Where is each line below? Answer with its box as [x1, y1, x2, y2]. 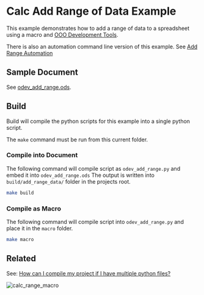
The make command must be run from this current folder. [6, 136, 148, 143]
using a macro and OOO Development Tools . [6, 31, 118, 38]
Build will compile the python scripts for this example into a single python [6, 118, 191, 125]
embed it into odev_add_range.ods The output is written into [6, 171, 155, 179]
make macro [6, 237, 34, 243]
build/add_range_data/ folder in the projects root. [6, 177, 131, 185]
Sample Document [6, 67, 78, 78]
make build [6, 190, 34, 196]
